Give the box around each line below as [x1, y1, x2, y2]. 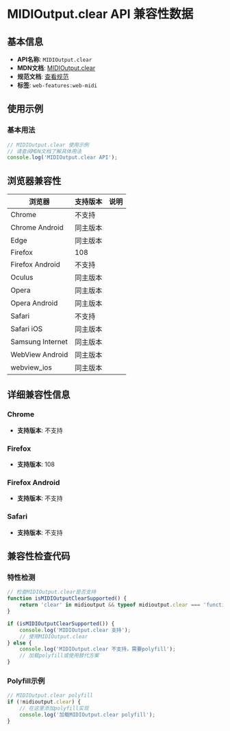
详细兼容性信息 [7, 389, 71, 401]
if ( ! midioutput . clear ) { [7, 699, 81, 706]
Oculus [10, 273, 34, 282]
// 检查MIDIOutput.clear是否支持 [7, 589, 97, 596]
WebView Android [10, 350, 68, 359]
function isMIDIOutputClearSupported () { [7, 595, 127, 602]
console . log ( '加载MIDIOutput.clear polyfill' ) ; [19, 711, 156, 718]
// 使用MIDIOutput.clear [19, 633, 88, 640]
